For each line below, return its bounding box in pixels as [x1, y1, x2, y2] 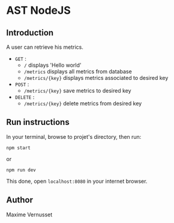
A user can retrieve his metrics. [6, 43, 84, 50]
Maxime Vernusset [6, 211, 53, 218]
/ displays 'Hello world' [23, 61, 82, 69]
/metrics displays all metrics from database [23, 68, 132, 75]
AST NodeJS [6, 4, 71, 17]
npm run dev [6, 166, 36, 173]
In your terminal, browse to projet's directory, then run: [6, 133, 142, 140]
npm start [6, 145, 31, 151]
